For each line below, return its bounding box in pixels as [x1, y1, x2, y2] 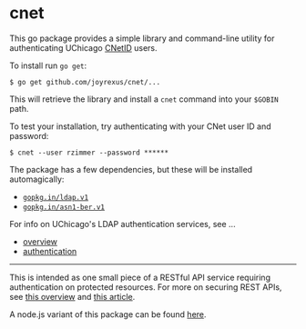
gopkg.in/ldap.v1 [22, 193, 89, 202]
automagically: [9, 174, 65, 184]
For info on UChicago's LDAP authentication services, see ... [9, 218, 236, 229]
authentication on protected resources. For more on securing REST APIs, [9, 281, 282, 293]
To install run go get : [9, 60, 87, 71]
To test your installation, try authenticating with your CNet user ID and [9, 121, 271, 132]
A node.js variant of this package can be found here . [9, 308, 207, 320]
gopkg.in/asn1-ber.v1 [22, 203, 105, 212]
